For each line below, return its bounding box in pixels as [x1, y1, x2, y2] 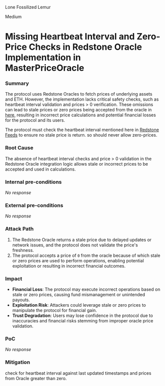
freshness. [12, 247, 34, 253]
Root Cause [5, 144, 33, 151]
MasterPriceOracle [5, 63, 85, 73]
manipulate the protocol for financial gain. [12, 307, 97, 313]
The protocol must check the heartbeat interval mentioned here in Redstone [5, 127, 159, 133]
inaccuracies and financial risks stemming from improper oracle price [12, 317, 154, 323]
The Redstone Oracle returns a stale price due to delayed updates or [12, 237, 152, 243]
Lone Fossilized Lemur [5, 4, 51, 10]
